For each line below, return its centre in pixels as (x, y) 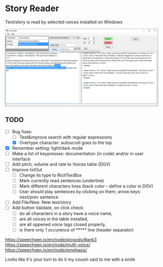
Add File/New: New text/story (41, 202)
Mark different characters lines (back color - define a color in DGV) (86, 186)
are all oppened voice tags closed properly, (63, 224)
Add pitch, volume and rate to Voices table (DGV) (61, 164)
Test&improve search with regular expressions (66, 137)
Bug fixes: (22, 131)
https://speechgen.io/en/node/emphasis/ (46, 250)
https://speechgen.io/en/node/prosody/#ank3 (51, 239)
